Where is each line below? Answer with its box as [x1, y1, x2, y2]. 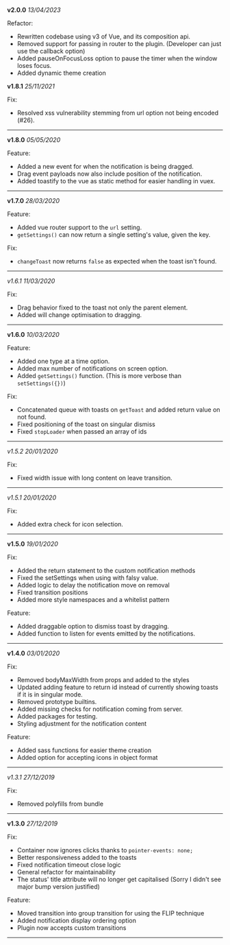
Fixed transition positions [16, 588, 88, 596]
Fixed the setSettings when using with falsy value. [16, 574, 159, 582]
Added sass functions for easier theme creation [16, 746, 152, 754]
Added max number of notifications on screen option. [16, 364, 168, 373]
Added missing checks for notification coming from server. [16, 705, 183, 713]
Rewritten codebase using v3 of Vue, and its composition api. [16, 32, 190, 40]
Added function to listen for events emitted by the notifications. [16, 629, 196, 638]
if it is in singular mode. [16, 690, 84, 699]
